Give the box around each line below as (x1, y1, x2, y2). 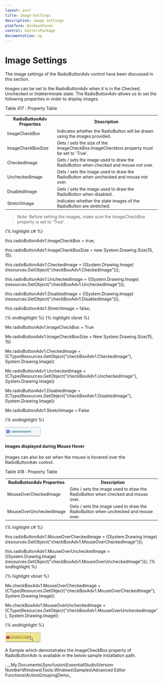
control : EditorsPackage (5, 28, 55, 34)
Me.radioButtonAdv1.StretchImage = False (5, 408, 90, 413)
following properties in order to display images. (5, 96, 99, 102)
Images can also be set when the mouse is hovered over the (5, 454, 126, 460)
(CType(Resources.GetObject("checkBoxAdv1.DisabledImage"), (5, 393, 132, 399)
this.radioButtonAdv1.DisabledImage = (5, 291, 81, 297)
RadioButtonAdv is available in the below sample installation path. (5, 652, 136, 658)
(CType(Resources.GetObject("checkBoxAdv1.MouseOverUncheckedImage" (5, 608, 158, 614)
